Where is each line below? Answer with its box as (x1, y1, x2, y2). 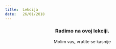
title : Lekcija (5, 7, 38, 12)
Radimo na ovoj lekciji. (55, 28, 110, 34)
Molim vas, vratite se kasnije (53, 38, 111, 44)
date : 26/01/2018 (5, 12, 45, 16)
